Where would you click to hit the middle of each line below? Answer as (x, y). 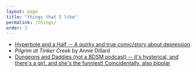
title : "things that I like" (42, 17)
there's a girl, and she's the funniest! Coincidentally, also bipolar (92, 63)
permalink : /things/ (31, 22)
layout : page (22, 11)
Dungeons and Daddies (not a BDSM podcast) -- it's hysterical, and (97, 57)
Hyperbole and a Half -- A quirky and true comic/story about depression (102, 44)
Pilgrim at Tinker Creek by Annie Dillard (62, 51)
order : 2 (17, 28)
